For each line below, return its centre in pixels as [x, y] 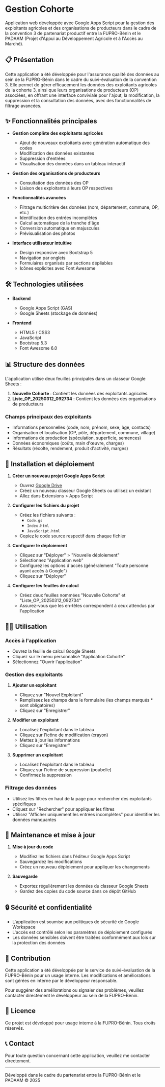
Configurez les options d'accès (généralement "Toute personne [84, 565]
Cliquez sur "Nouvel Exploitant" [51, 695]
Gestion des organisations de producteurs [56, 173]
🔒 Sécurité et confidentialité [49, 907]
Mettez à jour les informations [50, 740]
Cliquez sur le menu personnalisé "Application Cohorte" [69, 656]
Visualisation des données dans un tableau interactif [72, 163]
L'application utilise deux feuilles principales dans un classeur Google [75, 379]
